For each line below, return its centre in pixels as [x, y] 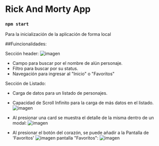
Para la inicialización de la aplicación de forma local [58, 34]
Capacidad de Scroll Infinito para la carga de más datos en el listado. [83, 103]
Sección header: [22, 54]
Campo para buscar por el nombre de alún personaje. [68, 63]
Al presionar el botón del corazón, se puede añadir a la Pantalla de [80, 133]
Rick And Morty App [48, 9]
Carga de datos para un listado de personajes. [60, 93]
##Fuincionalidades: [26, 44]
